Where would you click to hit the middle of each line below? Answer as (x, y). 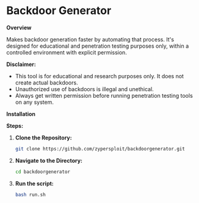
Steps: (15, 125)
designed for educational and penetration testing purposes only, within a (98, 46)
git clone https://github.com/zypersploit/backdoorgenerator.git (100, 149)
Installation (21, 114)
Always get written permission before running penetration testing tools (104, 95)
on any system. (34, 102)
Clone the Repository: (43, 138)
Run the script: (34, 183)
